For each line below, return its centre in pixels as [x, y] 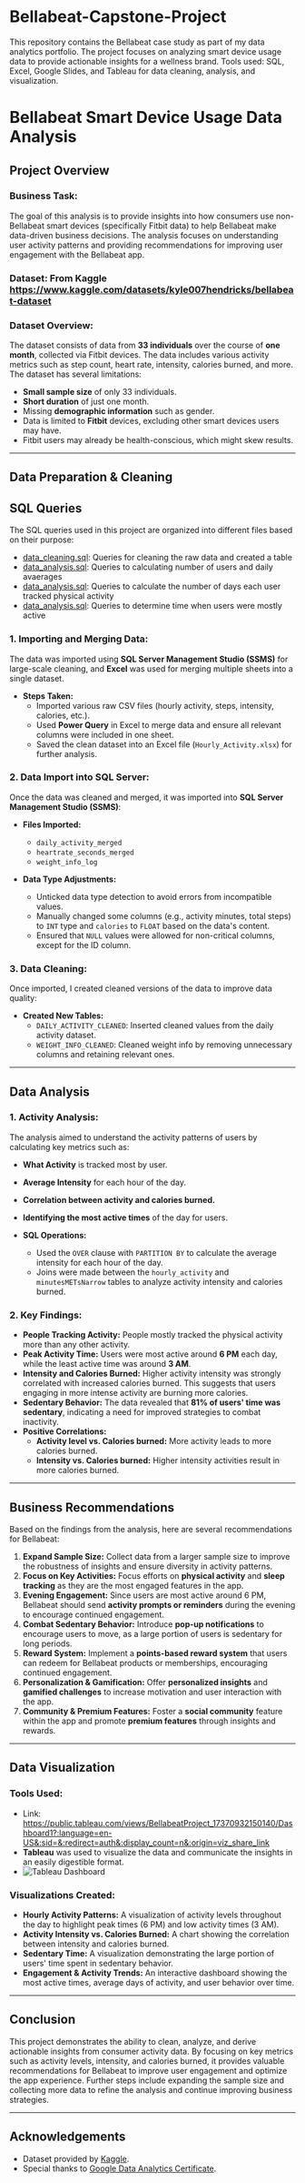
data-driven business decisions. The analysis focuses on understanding [144, 235]
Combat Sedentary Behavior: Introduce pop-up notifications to [143, 1624]
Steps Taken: [48, 696]
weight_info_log [67, 862]
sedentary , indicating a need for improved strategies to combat [142, 1412]
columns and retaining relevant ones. [105, 1055]
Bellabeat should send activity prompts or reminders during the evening [159, 1604]
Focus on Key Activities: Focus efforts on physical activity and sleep [154, 1575]
